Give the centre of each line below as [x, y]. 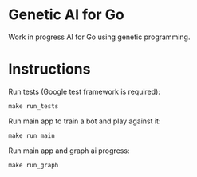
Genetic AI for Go [67, 15]
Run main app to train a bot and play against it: [85, 121]
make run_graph [33, 165]
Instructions [49, 69]
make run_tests [33, 106]
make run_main [32, 135]
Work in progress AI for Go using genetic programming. [99, 37]
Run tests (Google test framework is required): [85, 91]
